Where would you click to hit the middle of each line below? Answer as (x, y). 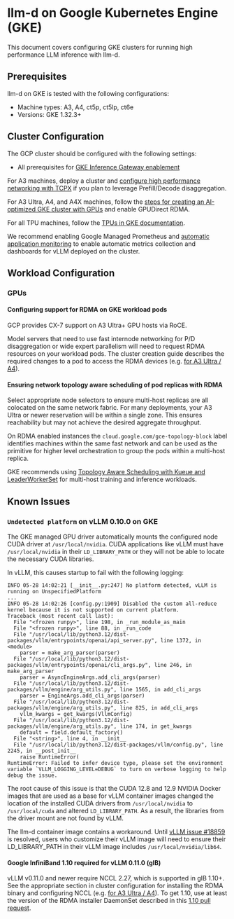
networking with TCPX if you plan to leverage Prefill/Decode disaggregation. (117, 188)
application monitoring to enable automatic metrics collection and (101, 244)
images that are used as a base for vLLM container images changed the (111, 796)
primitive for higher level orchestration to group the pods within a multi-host (116, 451)
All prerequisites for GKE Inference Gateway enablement (98, 167)
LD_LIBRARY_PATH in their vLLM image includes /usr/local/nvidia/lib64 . (115, 846)
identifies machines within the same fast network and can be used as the (112, 443)
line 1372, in (181, 640)
